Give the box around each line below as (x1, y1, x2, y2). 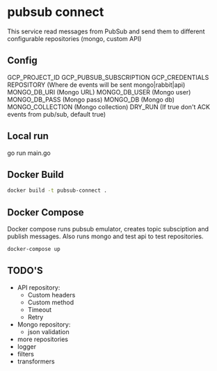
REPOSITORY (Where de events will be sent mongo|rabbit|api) (7, 81, 186, 89)
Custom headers (27, 290, 76, 299)
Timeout (27, 305, 52, 313)
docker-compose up (7, 246, 61, 253)
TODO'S (7, 265, 43, 277)
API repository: (17, 283, 61, 292)
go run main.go (7, 149, 51, 157)
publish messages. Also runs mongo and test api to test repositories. (7, 232, 204, 240)
